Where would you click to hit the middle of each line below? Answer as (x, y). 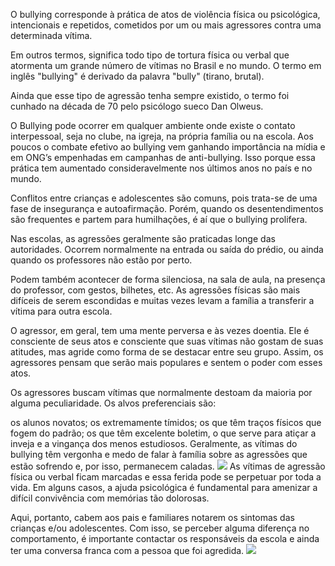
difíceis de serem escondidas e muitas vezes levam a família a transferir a (162, 300)
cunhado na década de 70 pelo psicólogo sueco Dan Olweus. (137, 106)
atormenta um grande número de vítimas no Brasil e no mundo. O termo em (166, 65)
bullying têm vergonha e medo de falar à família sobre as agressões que (159, 454)
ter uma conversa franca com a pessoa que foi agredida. (127, 550)
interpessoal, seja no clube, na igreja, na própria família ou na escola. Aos (162, 136)
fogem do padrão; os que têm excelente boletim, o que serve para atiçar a (163, 433)
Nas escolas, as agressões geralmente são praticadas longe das (143, 238)
